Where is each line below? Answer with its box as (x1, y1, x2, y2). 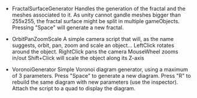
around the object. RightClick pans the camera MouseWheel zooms (11, 48, 178, 55)
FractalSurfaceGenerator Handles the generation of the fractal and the (11, 5, 186, 12)
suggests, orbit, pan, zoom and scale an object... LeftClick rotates (11, 42, 175, 49)
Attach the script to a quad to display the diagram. (11, 85, 136, 91)
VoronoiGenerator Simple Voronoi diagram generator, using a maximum (11, 66, 189, 73)
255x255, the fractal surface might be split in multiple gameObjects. (11, 18, 180, 24)
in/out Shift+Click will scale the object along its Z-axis (11, 55, 145, 61)
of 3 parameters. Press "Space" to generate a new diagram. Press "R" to (11, 72, 192, 79)
